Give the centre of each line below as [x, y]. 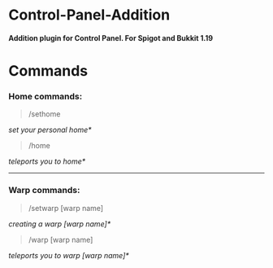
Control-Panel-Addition [89, 15]
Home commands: [45, 96]
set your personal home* [50, 130]
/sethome [44, 114]
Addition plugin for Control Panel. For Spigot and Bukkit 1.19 [111, 37]
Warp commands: [44, 191]
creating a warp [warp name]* [60, 224]
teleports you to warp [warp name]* [69, 255]
